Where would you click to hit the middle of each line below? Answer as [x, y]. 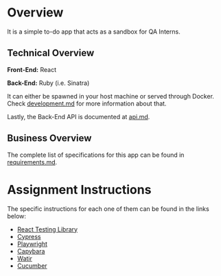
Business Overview [49, 138]
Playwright [32, 244]
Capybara [31, 251]
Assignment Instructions [79, 189]
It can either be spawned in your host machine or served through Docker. [111, 96]
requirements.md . [32, 162]
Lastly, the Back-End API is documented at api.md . [79, 116]
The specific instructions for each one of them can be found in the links [108, 209]
